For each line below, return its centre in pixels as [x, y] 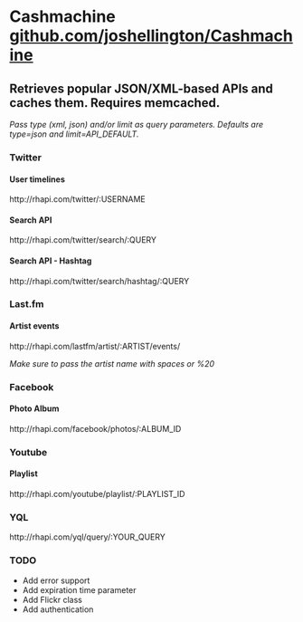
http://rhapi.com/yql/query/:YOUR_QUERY [87, 537]
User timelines [37, 179]
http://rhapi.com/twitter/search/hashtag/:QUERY [99, 281]
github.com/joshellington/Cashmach [151, 36]
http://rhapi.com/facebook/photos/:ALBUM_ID [95, 428]
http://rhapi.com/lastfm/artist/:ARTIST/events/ [95, 346]
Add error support [56, 580]
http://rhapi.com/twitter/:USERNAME [78, 199]
